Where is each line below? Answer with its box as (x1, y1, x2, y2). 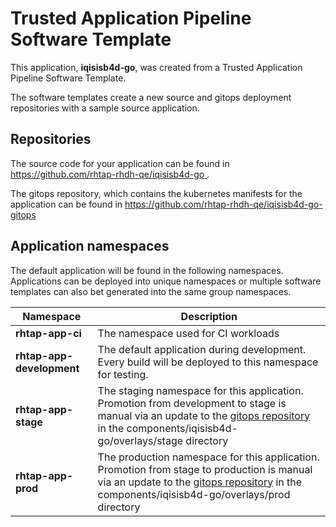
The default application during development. (97, 342, 307, 356)
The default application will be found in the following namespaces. (10, 264, 284, 276)
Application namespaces (10, 238, 170, 255)
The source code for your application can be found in (10, 157, 230, 169)
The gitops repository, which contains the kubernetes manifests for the (10, 187, 303, 199)
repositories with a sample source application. (10, 102, 200, 114)
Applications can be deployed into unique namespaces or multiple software (10, 275, 322, 287)
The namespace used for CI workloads (97, 326, 280, 340)
